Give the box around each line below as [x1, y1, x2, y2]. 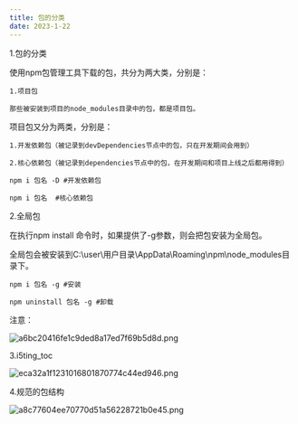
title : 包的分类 [9, 13, 65, 23]
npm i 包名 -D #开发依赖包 [9, 175, 101, 185]
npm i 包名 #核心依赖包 [9, 193, 93, 203]
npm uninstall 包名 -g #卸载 [9, 297, 114, 306]
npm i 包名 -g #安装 [9, 279, 82, 289]
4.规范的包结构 [9, 386, 65, 397]
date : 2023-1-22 [9, 22, 71, 31]
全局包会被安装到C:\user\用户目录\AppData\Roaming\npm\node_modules [9, 249, 283, 259]
